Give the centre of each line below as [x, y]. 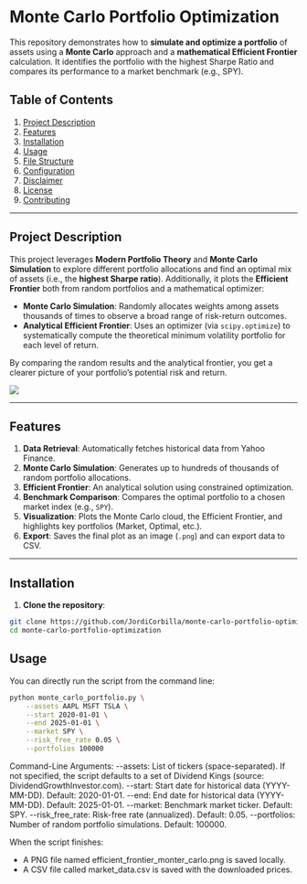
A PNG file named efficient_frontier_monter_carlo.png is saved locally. [154, 859]
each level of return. [60, 345]
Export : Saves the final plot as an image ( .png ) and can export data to [153, 536]
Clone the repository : [64, 605]
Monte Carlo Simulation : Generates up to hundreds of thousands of [151, 468]
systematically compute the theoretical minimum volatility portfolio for [154, 335]
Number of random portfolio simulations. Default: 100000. [118, 824]
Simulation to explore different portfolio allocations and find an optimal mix [151, 269]
